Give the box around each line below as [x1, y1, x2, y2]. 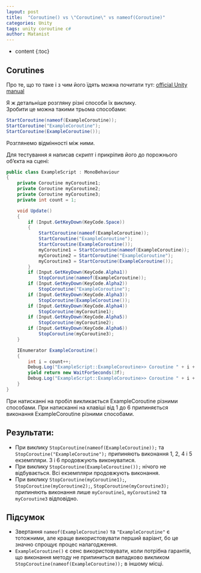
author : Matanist [6, 31, 50, 37]
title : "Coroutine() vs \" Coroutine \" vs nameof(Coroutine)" [6, 14, 165, 20]
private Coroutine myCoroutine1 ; [17, 180, 101, 187]
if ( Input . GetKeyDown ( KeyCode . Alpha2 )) [28, 280, 128, 286]
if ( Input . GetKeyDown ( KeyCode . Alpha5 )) [28, 314, 128, 320]
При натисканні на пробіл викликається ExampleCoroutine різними [6, 397, 178, 404]
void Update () [17, 208, 52, 214]
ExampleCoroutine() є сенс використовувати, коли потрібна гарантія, [14, 547, 191, 554]
